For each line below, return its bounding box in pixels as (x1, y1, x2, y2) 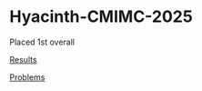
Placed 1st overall (9, 36, 76, 47)
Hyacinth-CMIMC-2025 (9, 6, 193, 27)
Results (9, 54, 38, 65)
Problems (9, 71, 45, 83)
